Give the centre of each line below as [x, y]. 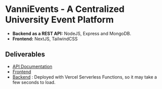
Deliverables [25, 54]
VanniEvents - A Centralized [65, 9]
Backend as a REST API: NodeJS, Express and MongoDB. [72, 33]
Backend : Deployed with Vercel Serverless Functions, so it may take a [84, 77]
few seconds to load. [34, 82]
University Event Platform [60, 20]
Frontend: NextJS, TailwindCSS [45, 39]
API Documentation [32, 66]
